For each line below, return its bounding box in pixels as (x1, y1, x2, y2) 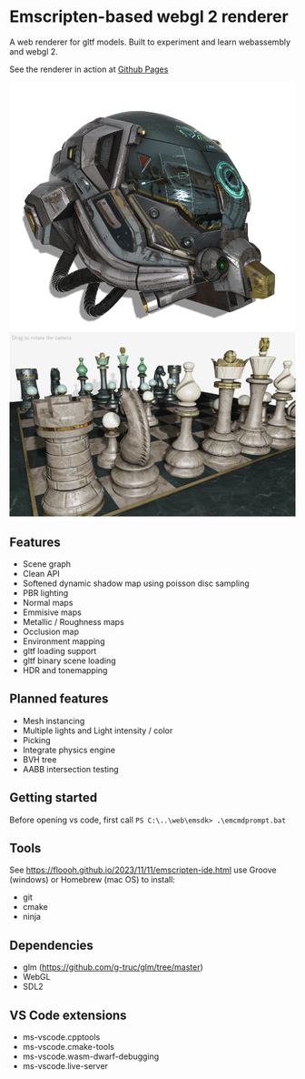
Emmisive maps (22, 607, 82, 618)
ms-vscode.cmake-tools (22, 1042, 115, 1053)
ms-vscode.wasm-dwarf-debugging (22, 1051, 160, 1062)
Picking (22, 734, 52, 745)
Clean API (22, 569, 61, 580)
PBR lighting (22, 588, 69, 599)
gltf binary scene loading (22, 655, 116, 666)
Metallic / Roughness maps (22, 617, 124, 628)
